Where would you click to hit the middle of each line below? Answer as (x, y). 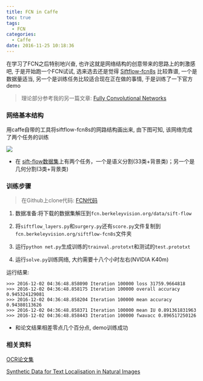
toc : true (19, 18)
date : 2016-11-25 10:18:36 (40, 46)
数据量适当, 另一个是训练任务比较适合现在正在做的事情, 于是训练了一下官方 (99, 79)
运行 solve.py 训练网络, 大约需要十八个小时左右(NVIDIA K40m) (92, 260)
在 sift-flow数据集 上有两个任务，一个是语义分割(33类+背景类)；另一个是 (105, 162)
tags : (13, 23)
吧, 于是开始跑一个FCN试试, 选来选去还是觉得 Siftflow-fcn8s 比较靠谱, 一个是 (102, 71)
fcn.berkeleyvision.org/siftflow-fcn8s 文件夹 (73, 234)
